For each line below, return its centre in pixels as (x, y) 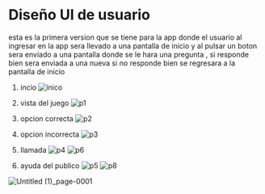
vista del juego (44, 103)
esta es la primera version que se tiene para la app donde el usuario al (125, 37)
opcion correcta (47, 118)
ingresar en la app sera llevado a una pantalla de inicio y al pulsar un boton (133, 45)
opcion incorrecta (50, 134)
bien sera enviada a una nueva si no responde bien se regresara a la (122, 63)
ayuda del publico (50, 165)
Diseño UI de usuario (80, 15)
